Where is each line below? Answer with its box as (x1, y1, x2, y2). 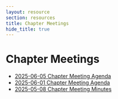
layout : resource (6, 9, 50, 15)
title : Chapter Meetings (6, 20, 69, 26)
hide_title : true (6, 26, 50, 32)
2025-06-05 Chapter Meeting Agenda (14, 73, 111, 80)
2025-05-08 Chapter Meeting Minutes (14, 86, 112, 93)
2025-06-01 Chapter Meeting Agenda (14, 79, 111, 86)
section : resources (6, 15, 56, 21)
